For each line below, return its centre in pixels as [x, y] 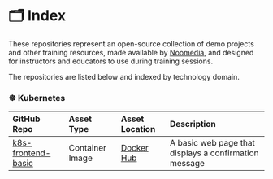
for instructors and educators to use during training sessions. [111, 61]
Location [138, 129]
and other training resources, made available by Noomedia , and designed [131, 52]
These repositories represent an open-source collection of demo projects [131, 44]
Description [193, 124]
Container [88, 148]
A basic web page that [212, 143]
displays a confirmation [214, 153]
